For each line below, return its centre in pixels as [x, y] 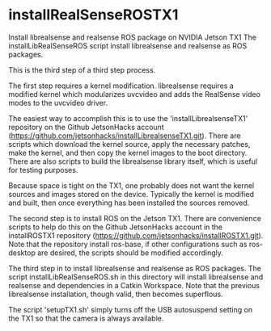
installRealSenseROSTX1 [93, 15]
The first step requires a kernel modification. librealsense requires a [121, 86]
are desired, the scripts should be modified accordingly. [131, 253]
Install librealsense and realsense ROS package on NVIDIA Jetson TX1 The [133, 37]
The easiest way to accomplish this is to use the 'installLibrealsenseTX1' [128, 118]
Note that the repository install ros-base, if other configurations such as [128, 244]
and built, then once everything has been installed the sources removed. [129, 203]
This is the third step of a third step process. [82, 69]
